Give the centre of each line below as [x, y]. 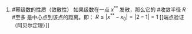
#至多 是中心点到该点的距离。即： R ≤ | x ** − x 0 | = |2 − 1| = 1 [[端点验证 [98, 17]
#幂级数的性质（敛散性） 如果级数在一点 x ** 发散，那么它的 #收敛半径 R [99, 9]
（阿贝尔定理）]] [31, 25]
